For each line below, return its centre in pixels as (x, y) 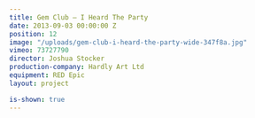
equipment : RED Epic (47, 75)
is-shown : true (37, 99)
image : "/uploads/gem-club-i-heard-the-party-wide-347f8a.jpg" (128, 42)
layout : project (39, 83)
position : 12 (33, 34)
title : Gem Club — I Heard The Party (79, 17)
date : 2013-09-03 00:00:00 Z (63, 26)
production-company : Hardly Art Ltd (77, 67)
